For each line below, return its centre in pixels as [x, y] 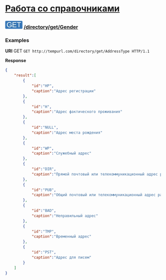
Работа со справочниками [62, 9]
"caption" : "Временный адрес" [62, 237]
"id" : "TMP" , [44, 231]
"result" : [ [25, 75]
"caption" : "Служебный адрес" [62, 153]
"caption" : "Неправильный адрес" [65, 216]
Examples [17, 40]
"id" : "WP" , [43, 148]
